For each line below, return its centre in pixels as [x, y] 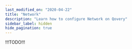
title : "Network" [23, 14]
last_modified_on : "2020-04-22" [38, 10]
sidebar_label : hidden [29, 24]
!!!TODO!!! [15, 42]
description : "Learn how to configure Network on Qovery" [66, 19]
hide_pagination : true [29, 28]
